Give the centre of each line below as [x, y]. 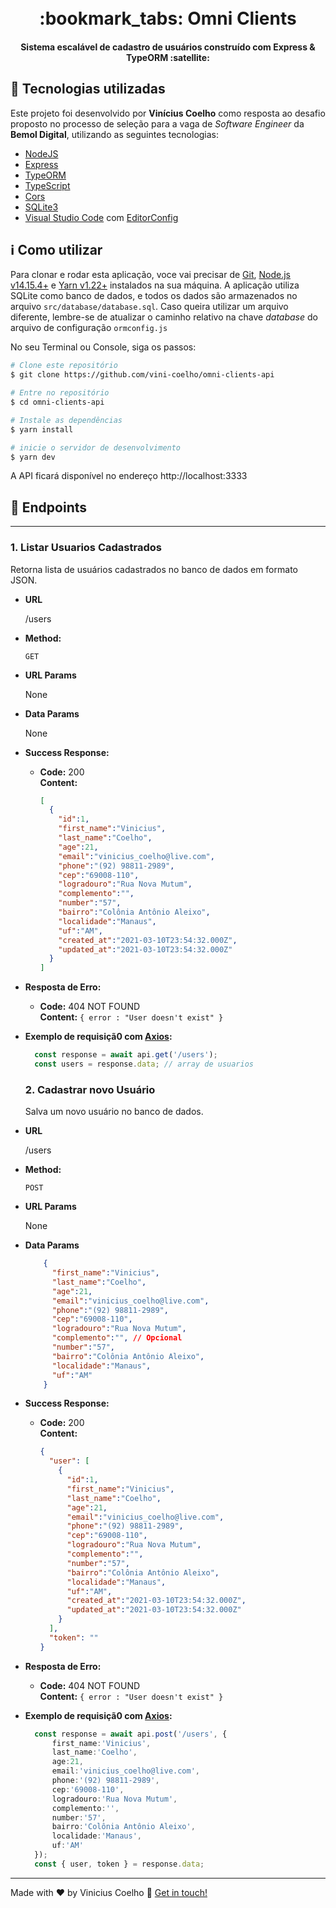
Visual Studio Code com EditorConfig [101, 217]
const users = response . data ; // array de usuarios [144, 1064]
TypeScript [47, 185]
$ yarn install [42, 429]
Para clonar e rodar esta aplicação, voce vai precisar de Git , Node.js [151, 275]
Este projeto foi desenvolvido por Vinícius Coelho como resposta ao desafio [168, 113]
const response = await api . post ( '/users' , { [131, 1734]
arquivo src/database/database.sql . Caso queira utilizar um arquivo [149, 307]
